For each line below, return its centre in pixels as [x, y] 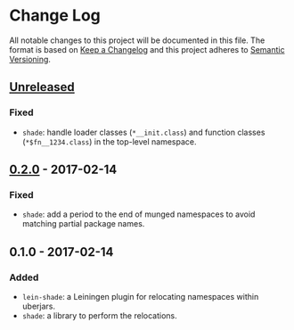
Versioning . [30, 59]
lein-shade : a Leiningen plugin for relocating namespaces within [140, 297]
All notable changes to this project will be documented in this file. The [137, 40]
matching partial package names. [83, 224]
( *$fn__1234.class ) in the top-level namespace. [109, 141]
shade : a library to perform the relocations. [99, 316]
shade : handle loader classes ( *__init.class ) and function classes [143, 132]
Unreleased [42, 87]
